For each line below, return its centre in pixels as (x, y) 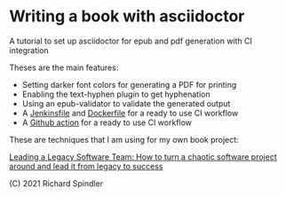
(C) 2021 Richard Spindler (56, 183)
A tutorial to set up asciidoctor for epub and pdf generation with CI (131, 41)
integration (29, 50)
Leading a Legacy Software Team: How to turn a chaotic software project (143, 156)
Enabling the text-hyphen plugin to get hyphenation (116, 94)
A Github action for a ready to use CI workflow (107, 122)
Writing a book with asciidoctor (127, 16)
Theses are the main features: (64, 67)
